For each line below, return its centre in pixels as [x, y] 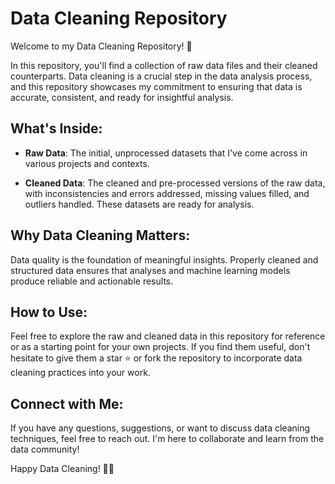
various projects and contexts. [87, 163]
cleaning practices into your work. [80, 373]
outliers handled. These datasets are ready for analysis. [139, 204]
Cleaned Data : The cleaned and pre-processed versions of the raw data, [175, 183]
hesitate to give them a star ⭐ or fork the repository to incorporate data [156, 358]
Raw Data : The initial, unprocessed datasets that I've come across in [166, 153]
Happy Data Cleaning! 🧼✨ [62, 469]
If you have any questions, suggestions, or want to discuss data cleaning [160, 428]
